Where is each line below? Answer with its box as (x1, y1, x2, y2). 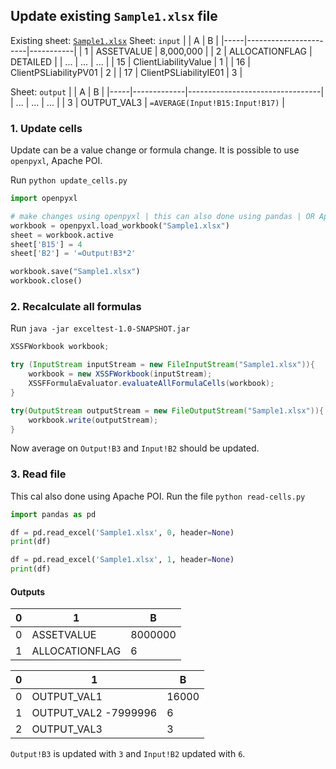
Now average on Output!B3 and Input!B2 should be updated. (10, 442, 260, 454)
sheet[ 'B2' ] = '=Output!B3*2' (10, 249, 137, 259)
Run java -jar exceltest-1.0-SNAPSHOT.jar (10, 322, 191, 334)
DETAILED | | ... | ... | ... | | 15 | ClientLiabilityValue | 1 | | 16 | (10, 55, 251, 68)
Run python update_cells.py (10, 174, 128, 186)
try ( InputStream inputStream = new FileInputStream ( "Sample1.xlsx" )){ (10, 360, 315, 370)
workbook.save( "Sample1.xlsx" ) (10, 267, 141, 277)
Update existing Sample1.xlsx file (10, 8, 218, 25)
